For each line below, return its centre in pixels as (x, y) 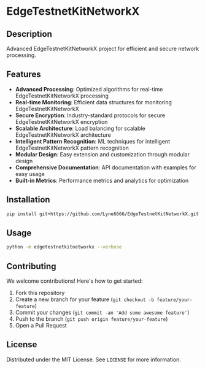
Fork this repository (40, 293)
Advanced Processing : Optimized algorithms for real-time (89, 89)
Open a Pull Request (41, 325)
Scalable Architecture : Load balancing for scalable (80, 128)
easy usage (30, 174)
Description (29, 34)
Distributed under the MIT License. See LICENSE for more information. (94, 359)
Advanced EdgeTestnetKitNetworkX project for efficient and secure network (103, 48)
